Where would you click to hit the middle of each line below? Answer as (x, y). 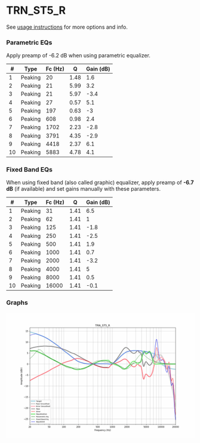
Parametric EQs (29, 42)
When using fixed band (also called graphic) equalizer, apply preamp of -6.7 (100, 182)
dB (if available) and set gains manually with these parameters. (84, 189)
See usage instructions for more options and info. (67, 27)
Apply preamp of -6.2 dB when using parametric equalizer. (79, 56)
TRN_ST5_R (36, 10)
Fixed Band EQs (29, 169)
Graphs (17, 303)
